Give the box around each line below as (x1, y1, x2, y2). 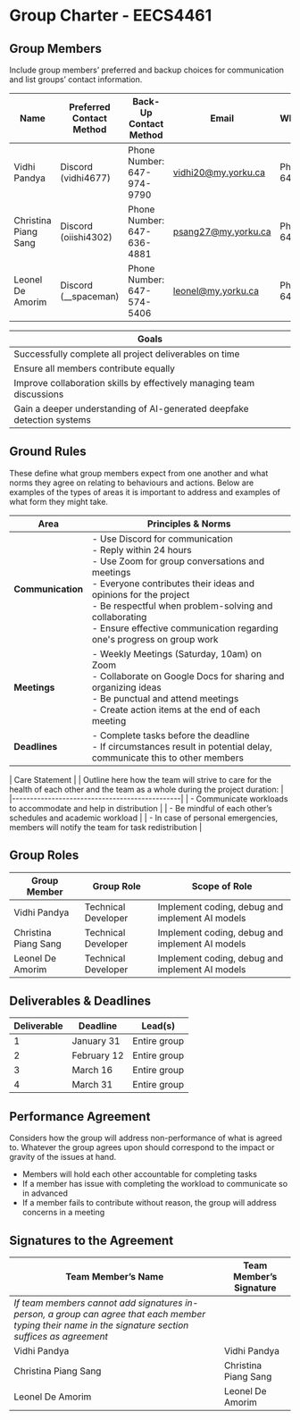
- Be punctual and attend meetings (91, 692, 239, 704)
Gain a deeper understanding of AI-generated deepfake (13, 403, 249, 415)
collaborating (91, 610, 147, 623)
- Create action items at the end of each (91, 703, 261, 716)
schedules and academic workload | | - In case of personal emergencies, (9, 812, 279, 823)
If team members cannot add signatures (13, 1297, 183, 1309)
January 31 (71, 1035, 121, 1047)
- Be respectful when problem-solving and (91, 600, 273, 612)
